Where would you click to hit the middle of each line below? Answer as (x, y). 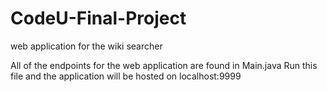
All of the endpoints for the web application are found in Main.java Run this (164, 65)
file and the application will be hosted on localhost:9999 (126, 76)
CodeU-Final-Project (98, 18)
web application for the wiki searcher (86, 46)
